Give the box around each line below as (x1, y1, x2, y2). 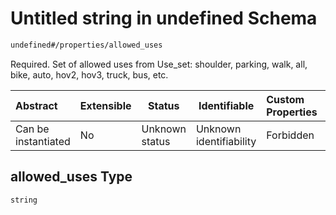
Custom (266, 92, 305, 106)
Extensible (79, 98, 132, 112)
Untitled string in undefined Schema (10, 7, 318, 30)
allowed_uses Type (10, 168, 133, 186)
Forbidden (266, 128, 315, 142)
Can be (15, 122, 50, 136)
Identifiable (198, 98, 255, 112)
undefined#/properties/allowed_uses (10, 40, 163, 50)
